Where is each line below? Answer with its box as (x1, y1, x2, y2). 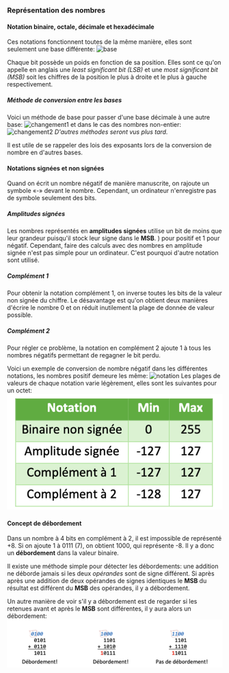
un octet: (7, 386, 33, 394)
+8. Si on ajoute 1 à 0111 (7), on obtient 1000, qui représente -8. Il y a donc (7, 541, 215, 550)
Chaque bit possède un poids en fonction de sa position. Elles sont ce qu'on (7, 58, 221, 67)
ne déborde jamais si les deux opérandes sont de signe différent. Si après (7, 569, 215, 578)
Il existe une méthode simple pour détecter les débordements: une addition (7, 562, 219, 571)
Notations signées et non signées (7, 164, 105, 172)
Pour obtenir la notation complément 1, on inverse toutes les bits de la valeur (7, 289, 222, 297)
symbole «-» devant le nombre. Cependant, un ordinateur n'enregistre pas (7, 187, 217, 195)
